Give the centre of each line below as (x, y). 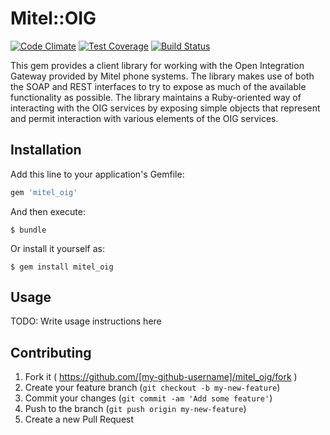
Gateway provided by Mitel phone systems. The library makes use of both (162, 76)
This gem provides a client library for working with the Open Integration (157, 65)
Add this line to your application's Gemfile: (97, 174)
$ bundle (28, 230)
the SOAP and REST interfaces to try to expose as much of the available (158, 86)
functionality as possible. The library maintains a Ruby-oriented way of (156, 97)
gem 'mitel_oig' (44, 192)
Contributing (51, 352)
